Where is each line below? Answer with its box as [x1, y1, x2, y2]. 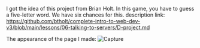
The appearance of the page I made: [6, 36, 97, 42]
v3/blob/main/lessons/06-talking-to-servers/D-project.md [6, 24, 150, 31]
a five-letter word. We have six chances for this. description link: [6, 11, 165, 18]
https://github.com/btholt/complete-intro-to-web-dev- [6, 18, 141, 24]
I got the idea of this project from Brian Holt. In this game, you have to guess [6, 5, 195, 12]
